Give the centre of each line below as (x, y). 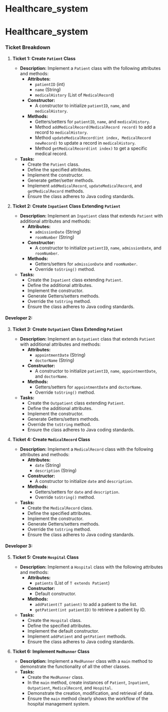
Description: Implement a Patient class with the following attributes (90, 68)
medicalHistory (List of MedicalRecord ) (74, 95)
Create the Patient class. (53, 164)
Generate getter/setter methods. (61, 180)
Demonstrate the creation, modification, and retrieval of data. (91, 693)
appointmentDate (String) (60, 355)
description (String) (56, 470)
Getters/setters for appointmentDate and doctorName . (89, 387)
